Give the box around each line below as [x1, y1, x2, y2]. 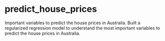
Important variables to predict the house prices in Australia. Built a [4, 20, 141, 26]
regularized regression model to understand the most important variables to [4, 25, 161, 31]
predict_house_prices [4, 3, 97, 15]
